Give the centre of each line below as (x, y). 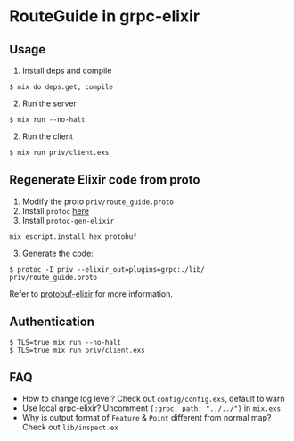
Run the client (48, 136)
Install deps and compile (67, 70)
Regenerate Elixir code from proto (105, 180)
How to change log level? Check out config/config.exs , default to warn (153, 399)
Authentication (52, 322)
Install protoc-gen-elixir (68, 220)
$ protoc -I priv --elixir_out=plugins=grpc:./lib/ (107, 269)
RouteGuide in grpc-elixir (105, 16)
